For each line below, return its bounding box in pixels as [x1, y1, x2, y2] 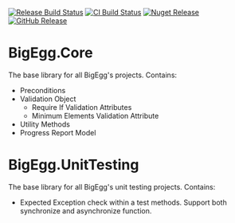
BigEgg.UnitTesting [8, 156, 139, 174]
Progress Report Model [19, 127, 96, 137]
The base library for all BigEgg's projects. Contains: [8, 70, 178, 80]
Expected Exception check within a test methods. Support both [19, 198, 227, 207]
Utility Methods [19, 119, 70, 129]
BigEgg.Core [8, 44, 93, 62]
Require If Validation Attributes [31, 102, 132, 111]
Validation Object [19, 94, 76, 104]
